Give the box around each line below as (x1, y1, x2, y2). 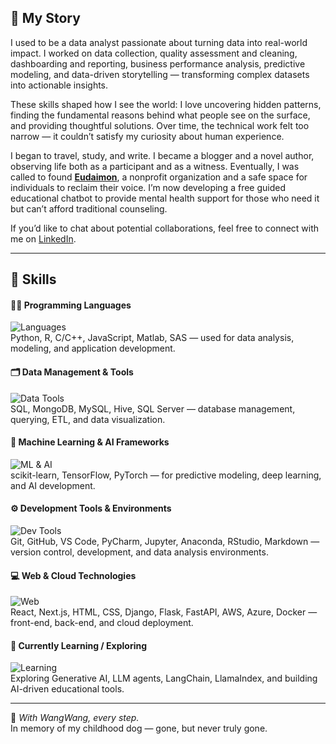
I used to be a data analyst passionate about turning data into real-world (10, 36, 308, 48)
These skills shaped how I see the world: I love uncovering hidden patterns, (10, 98, 322, 110)
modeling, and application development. (10, 342, 176, 355)
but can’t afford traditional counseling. (10, 202, 168, 215)
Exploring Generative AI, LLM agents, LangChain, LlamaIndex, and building (10, 672, 318, 685)
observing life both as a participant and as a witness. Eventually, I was (10, 160, 300, 172)
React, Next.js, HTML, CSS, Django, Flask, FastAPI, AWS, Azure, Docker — (10, 606, 318, 618)
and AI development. (10, 479, 96, 491)
